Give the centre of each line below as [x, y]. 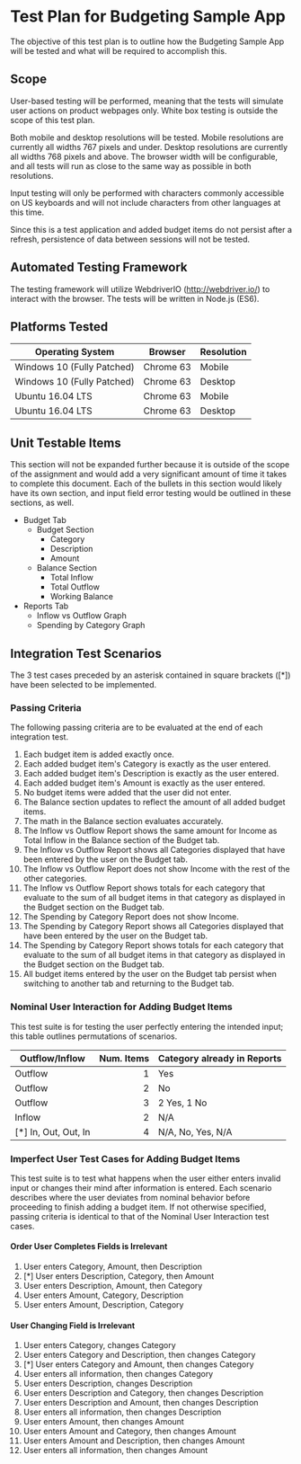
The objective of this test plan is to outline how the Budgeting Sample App [147, 41]
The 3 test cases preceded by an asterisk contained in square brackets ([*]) [150, 675]
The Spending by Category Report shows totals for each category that [153, 945]
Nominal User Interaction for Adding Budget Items [121, 1007]
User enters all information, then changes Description [122, 1412]
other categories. [55, 879]
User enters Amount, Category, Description [103, 1295]
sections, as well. [42, 503]
